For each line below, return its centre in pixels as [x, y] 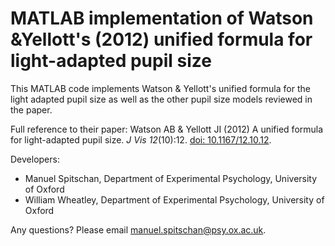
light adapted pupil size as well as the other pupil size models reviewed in [161, 99]
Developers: [35, 159]
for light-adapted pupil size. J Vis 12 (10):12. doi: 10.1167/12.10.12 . [141, 139]
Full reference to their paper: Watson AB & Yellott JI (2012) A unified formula [167, 129]
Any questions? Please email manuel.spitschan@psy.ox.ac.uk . [138, 229]
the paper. [31, 109]
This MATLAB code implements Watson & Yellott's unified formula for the [160, 88]
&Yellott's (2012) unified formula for [161, 39]
